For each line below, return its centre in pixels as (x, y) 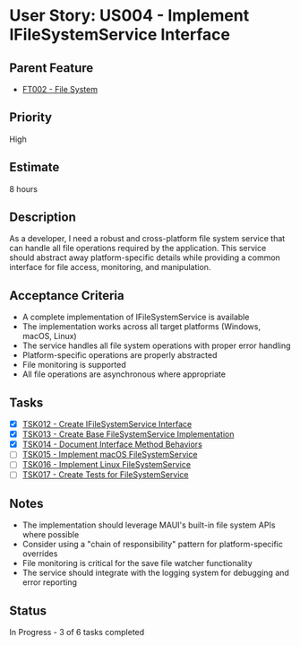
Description (43, 218)
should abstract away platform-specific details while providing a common (145, 258)
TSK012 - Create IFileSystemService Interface (107, 424)
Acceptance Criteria (67, 296)
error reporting (50, 582)
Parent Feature (51, 68)
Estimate (34, 167)
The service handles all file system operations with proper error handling (156, 345)
